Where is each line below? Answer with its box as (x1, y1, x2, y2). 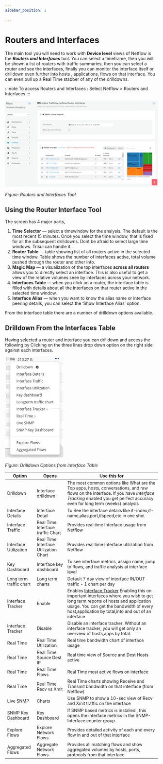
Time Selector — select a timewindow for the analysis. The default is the (12, 228, 158, 234)
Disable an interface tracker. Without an (67, 620, 147, 626)
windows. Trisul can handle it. (12, 243, 72, 249)
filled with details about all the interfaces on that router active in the (12, 285, 147, 291)
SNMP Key (7, 710, 29, 716)
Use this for (99, 473, 124, 479)
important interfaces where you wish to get (67, 593, 153, 599)
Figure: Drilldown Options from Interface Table (5, 462, 98, 468)
